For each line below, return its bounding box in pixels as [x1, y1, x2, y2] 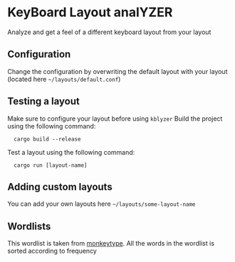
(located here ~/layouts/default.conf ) [7, 75, 121, 83]
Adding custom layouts [7, 180, 113, 192]
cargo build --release [14, 136, 81, 143]
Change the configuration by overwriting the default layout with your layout [7, 67, 228, 75]
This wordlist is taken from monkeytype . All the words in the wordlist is [7, 239, 215, 248]
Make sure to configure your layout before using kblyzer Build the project [7, 114, 223, 123]
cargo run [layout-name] [14, 161, 88, 169]
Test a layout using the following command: [7, 148, 135, 156]
